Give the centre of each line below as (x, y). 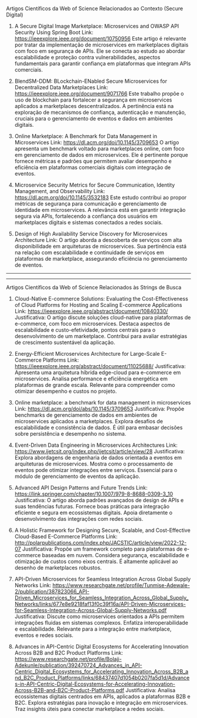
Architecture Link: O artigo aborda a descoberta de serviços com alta (98, 240)
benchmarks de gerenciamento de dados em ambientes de (86, 415)
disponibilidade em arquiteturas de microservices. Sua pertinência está (100, 246)
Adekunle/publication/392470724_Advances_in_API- (78, 665)
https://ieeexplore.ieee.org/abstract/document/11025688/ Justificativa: (100, 366)
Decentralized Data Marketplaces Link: (61, 87)
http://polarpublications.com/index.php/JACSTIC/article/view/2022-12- (101, 543)
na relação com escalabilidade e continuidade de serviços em (89, 252)
